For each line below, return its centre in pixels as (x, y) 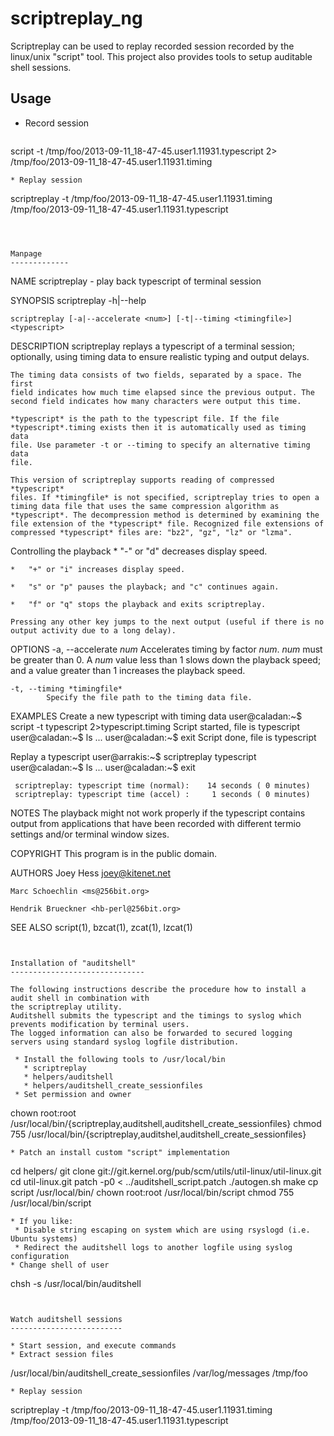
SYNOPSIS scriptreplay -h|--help (78, 300)
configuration (40, 1256)
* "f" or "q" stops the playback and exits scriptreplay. (138, 604)
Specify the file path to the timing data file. (149, 697)
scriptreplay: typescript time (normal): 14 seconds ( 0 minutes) (162, 785)
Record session (57, 123)
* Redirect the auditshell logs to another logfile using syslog (153, 1247)
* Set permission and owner (73, 1094)
